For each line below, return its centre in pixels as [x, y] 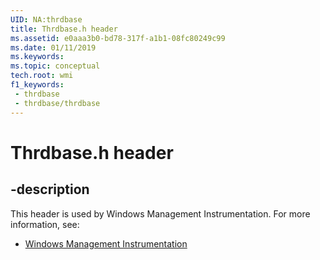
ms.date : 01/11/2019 [53, 47]
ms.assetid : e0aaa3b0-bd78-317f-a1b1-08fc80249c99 [118, 38]
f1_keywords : [37, 85]
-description [50, 189]
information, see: [45, 224]
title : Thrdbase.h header [64, 29]
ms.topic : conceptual [55, 66]
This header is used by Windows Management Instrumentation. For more [160, 213]
